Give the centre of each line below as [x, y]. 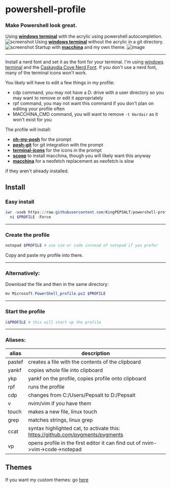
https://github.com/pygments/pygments [76, 434]
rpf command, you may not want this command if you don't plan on [83, 104]
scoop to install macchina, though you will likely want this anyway [82, 156]
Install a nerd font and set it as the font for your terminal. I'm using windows [84, 62]
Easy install [20, 202]
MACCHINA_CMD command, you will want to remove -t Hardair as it [85, 114]
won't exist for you [32, 120]
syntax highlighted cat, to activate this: [74, 428]
